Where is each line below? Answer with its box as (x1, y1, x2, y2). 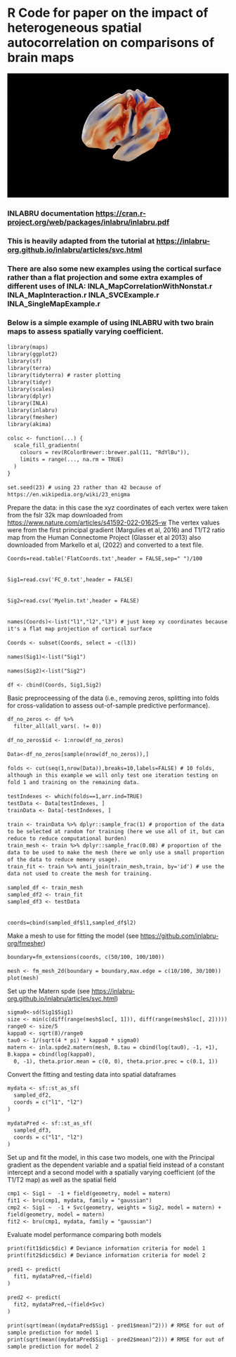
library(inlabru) (7, 406, 58, 413)
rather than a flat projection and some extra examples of (7, 272, 203, 282)
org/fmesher (7, 939, 44, 947)
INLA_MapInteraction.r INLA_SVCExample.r (7, 290, 159, 300)
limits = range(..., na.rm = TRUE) (20, 456, 124, 463)
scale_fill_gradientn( (13, 442, 80, 449)
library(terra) (7, 364, 52, 371)
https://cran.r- (96, 208, 146, 218)
